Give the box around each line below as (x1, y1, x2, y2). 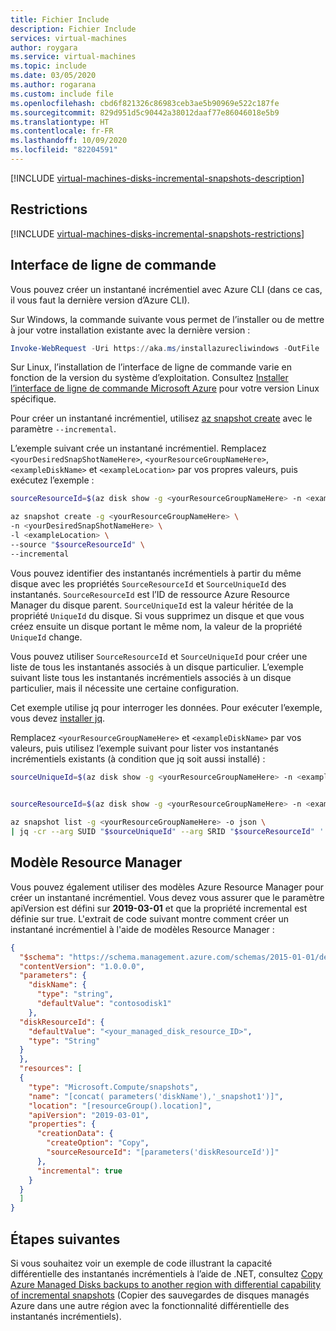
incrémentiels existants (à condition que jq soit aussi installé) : (10, 752, 266, 765)
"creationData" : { (36, 1129, 114, 1139)
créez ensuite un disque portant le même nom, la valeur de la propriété (10, 620, 303, 632)
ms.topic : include (10, 61, 87, 71)
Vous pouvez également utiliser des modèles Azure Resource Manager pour (10, 881, 324, 893)
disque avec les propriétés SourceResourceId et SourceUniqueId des (10, 577, 287, 590)
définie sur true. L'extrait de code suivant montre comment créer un (10, 912, 290, 925)
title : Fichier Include (10, 14, 110, 25)
